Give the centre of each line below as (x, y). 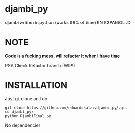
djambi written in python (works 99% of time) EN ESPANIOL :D (68, 22)
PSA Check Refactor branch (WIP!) (40, 65)
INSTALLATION (36, 85)
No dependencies (23, 125)
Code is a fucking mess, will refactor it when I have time (63, 56)
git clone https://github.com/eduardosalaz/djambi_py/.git (66, 108)
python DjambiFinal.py (28, 116)
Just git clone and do (26, 98)
